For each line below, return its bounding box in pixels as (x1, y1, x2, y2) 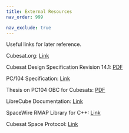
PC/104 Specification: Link (6, 75, 71, 82)
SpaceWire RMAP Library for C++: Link (6, 109, 101, 117)
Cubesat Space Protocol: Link (6, 121, 78, 128)
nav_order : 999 (6, 14, 44, 20)
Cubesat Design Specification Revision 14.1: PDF (6, 64, 123, 71)
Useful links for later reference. (6, 41, 82, 48)
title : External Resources (6, 8, 72, 15)
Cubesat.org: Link (6, 52, 49, 59)
